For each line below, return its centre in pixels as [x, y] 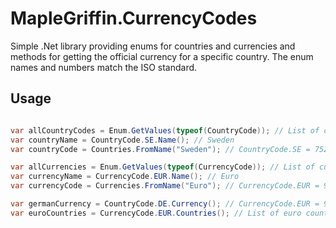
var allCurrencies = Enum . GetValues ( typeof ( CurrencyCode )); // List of [162, 167]
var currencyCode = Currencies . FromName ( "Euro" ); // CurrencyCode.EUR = [165, 186]
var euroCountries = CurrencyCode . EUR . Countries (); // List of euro [156, 213]
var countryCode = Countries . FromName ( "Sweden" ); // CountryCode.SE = [160, 149]
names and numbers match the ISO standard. [104, 67]
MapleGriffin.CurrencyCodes [134, 18]
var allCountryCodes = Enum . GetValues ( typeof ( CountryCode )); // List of [165, 130]
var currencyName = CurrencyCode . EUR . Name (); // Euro [125, 177]
